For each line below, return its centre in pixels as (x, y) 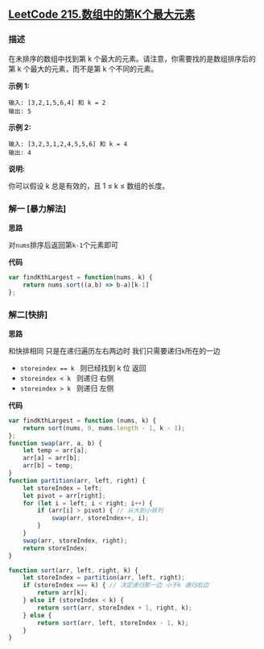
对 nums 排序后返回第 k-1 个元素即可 (64, 245)
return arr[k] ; (63, 593)
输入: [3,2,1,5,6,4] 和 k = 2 (57, 103)
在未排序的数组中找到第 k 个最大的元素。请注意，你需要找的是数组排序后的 (132, 58)
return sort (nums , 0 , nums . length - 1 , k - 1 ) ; (104, 428)
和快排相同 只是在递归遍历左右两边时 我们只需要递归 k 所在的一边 (115, 350)
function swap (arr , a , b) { (56, 443)
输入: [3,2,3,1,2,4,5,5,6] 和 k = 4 (68, 144)
